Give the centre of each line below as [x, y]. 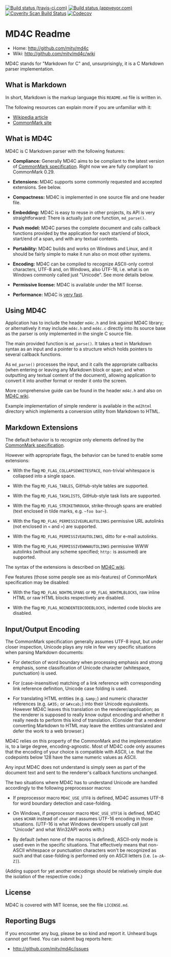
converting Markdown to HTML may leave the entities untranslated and [87, 726]
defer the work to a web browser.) [48, 731]
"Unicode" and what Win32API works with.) [58, 829]
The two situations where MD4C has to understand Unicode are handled [81, 782]
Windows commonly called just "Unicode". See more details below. [83, 275]
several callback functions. [34, 354]
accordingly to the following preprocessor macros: [58, 788]
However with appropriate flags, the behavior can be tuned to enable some [84, 455]
